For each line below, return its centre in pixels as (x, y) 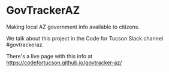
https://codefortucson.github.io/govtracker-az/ (64, 62)
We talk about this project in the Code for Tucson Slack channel (85, 38)
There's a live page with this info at (49, 56)
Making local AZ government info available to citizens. (73, 27)
